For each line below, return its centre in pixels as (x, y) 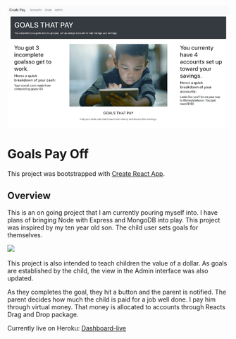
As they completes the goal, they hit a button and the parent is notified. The (117, 292)
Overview (29, 195)
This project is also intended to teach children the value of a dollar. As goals (117, 263)
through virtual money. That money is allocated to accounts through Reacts (116, 307)
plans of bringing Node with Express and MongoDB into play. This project (114, 220)
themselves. (25, 235)
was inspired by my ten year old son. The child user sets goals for (103, 227)
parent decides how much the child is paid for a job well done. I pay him (112, 299)
